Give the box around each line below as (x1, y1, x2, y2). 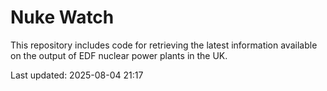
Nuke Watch (10, 6, 115, 29)
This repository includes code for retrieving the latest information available (10, 39, 318, 51)
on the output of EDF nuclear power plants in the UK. (10, 49, 228, 61)
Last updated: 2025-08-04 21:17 (10, 69, 144, 81)
